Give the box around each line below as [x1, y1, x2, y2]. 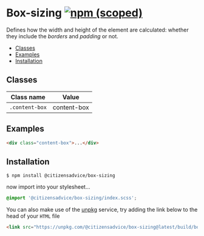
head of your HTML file [6, 212, 60, 220]
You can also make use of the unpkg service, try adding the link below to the [6, 206, 198, 214]
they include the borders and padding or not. [6, 32, 118, 39]
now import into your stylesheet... [6, 183, 90, 190]
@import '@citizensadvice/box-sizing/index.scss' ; [6, 195, 137, 201]
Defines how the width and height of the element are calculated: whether [6, 26, 189, 33]
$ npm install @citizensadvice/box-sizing [6, 173, 115, 179]
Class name [10, 93, 46, 101]
